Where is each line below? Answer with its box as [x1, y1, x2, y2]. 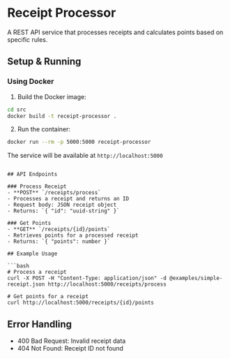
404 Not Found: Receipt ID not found [17, 344, 124, 353]
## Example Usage [7, 250, 58, 258]
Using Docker [7, 77, 54, 87]
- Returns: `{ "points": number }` [7, 238, 111, 245]
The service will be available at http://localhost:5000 [7, 152, 163, 160]
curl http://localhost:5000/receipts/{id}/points [7, 299, 155, 307]
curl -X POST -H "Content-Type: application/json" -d [7, 274, 167, 282]
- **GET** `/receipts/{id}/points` [7, 226, 111, 233]
